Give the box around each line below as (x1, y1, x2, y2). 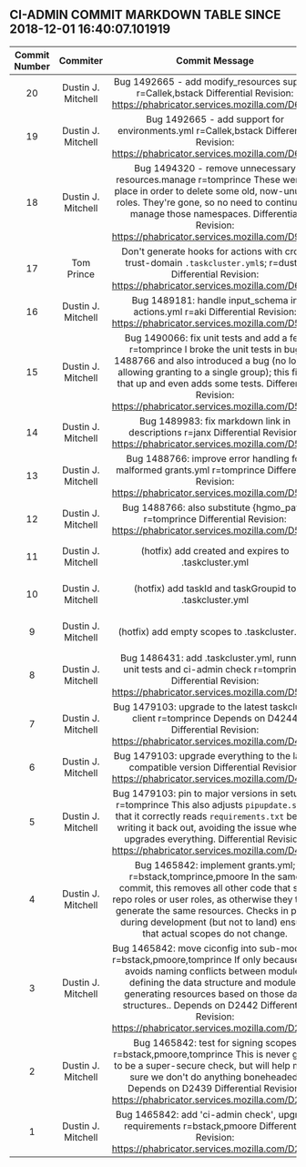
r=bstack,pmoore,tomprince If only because (112, 953, 301, 966)
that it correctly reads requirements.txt (115, 810, 285, 823)
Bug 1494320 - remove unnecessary (134, 161, 296, 174)
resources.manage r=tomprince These (116, 173, 280, 186)
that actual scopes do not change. (142, 926, 289, 939)
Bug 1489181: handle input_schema (131, 293, 289, 306)
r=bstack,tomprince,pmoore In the (128, 870, 276, 883)
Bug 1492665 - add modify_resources (113, 75, 280, 87)
